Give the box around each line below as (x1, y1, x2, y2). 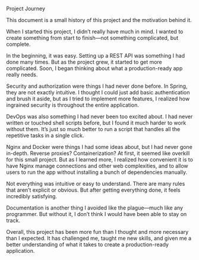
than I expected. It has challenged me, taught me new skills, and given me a (6, 234, 192, 242)
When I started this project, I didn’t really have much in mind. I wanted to (6, 28, 184, 35)
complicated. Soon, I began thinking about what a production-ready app (6, 65, 183, 72)
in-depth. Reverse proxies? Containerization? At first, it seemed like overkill (6, 150, 190, 157)
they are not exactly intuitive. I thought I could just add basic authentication (6, 89, 190, 96)
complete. (6, 41, 31, 47)
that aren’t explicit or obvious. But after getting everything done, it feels (6, 186, 181, 194)
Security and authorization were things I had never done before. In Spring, (6, 83, 188, 90)
